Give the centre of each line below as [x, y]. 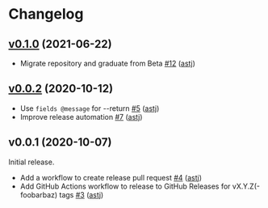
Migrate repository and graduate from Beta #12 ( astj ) [107, 63]
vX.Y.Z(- [246, 186]
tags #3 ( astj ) [82, 194]
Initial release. [31, 162]
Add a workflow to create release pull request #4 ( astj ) [111, 177]
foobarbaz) [39, 194]
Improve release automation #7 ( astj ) [81, 117]
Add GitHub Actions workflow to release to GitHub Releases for [125, 186]
